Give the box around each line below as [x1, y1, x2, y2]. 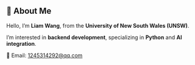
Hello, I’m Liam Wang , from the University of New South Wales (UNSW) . [6, 22, 190, 29]
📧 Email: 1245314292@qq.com [6, 52, 83, 59]
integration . [6, 40, 36, 47]
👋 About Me [6, 6, 52, 16]
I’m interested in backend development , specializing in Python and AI [6, 34, 182, 41]
